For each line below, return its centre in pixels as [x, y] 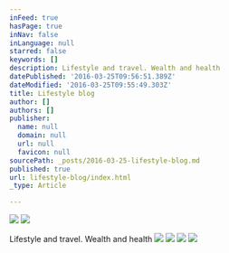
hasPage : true [36, 26]
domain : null [42, 136]
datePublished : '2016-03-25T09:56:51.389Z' [93, 77]
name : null [38, 127]
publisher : [30, 118]
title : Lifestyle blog [52, 93]
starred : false [38, 52]
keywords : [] [34, 60]
